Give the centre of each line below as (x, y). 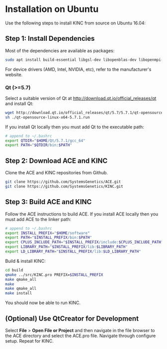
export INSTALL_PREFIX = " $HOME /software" (48, 233)
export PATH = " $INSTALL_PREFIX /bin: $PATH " (49, 237)
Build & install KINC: (25, 261)
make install (19, 293)
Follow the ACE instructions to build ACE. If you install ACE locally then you (82, 214)
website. (14, 74)
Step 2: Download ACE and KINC (56, 161)
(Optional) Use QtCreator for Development (72, 318)
